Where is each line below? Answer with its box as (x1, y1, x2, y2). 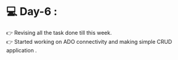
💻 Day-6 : (6, 5, 58, 19)
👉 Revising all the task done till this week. (6, 29, 112, 36)
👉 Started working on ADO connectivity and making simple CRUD (6, 38, 173, 45)
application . (6, 46, 38, 54)
